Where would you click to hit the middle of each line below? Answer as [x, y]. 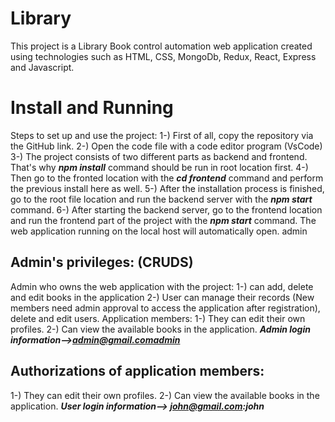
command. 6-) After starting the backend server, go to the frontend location [166, 209]
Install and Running [92, 108]
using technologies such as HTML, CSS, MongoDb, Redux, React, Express [163, 56]
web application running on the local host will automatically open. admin [159, 231]
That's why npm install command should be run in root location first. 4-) [159, 167]
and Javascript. [42, 67]
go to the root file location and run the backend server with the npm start [161, 199]
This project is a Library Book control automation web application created [161, 46]
